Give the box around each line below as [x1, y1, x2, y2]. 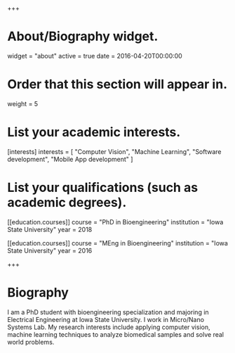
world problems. [7, 338, 55, 346]
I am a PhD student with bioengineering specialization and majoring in [7, 307, 209, 316]
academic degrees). [7, 195, 127, 210]
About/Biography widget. [7, 29, 159, 44]
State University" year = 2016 [7, 246, 93, 255]
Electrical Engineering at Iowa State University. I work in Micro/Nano [7, 315, 205, 323]
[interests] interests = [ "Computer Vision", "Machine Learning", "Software [7, 147, 222, 155]
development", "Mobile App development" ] [7, 155, 133, 163]
